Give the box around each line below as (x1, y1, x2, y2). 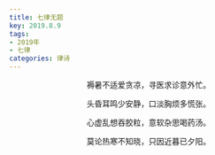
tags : (9, 29, 29, 38)
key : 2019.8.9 (9, 21, 62, 30)
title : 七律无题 (9, 12, 64, 22)
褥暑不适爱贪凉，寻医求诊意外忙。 (87, 80, 211, 89)
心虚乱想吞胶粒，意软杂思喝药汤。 (87, 117, 211, 128)
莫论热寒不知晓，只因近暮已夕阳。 (87, 136, 211, 146)
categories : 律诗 (9, 54, 71, 63)
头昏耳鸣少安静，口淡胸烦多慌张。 (87, 98, 211, 109)
